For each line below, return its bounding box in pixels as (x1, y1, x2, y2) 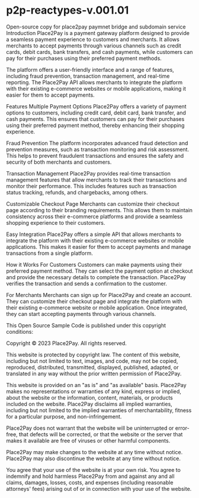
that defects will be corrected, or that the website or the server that (18, 430, 183, 438)
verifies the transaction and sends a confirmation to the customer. (6, 280, 168, 287)
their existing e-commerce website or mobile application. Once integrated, (6, 304, 188, 311)
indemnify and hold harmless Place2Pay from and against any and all (6, 473, 175, 480)
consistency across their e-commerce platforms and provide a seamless (6, 213, 183, 220)
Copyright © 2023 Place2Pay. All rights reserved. (6, 339, 127, 347)
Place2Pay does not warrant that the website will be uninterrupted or (6, 424, 174, 432)
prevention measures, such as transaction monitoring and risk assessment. (6, 146, 190, 153)
